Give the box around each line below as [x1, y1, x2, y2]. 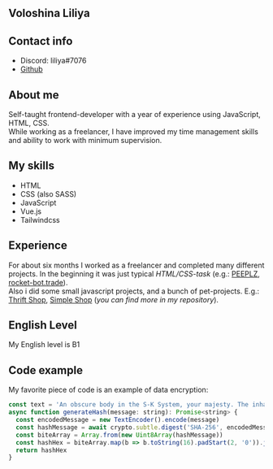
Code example [8, 363, 84, 377]
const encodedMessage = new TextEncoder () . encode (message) [15, 416, 220, 424]
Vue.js [19, 206, 42, 216]
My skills [8, 159, 55, 173]
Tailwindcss [19, 215, 60, 224]
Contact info [8, 34, 73, 48]
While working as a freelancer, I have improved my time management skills [8, 127, 258, 137]
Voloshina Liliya [8, 7, 91, 20]
